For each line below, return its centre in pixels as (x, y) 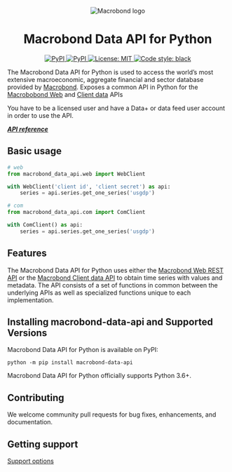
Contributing (36, 397)
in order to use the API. (40, 115)
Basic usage (34, 151)
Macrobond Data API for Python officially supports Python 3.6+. (99, 376)
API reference (28, 129)
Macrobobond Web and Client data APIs (65, 94)
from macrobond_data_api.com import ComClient (76, 213)
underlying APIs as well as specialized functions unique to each (99, 292)
